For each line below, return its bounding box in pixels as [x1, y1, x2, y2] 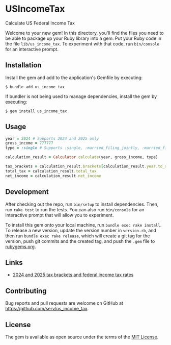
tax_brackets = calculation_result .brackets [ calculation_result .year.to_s [5, 164, 167, 169]
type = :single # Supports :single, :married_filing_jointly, [5, 145, 140, 151]
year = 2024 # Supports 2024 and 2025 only [5, 136, 99, 141]
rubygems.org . [5, 243, 36, 250]
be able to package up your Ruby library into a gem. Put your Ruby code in [5, 35, 162, 41]
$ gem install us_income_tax [5, 108, 67, 114]
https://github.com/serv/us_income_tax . [5, 306, 89, 312]
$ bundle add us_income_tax [5, 84, 65, 89]
